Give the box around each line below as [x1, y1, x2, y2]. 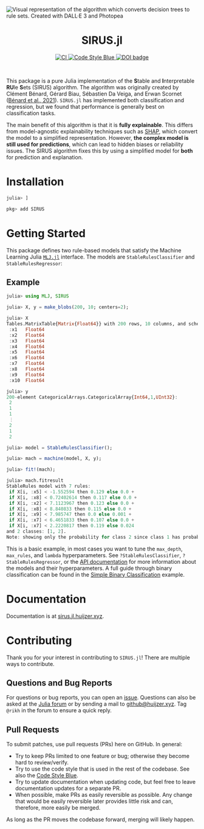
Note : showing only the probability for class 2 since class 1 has [6, 534, 181, 540]
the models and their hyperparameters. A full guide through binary [6, 564, 172, 572]
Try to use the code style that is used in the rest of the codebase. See [15, 765, 190, 772]
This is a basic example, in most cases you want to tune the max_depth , [6, 545, 183, 552]
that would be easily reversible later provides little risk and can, [15, 797, 173, 805]
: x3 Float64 [8, 338, 45, 344]
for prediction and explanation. [6, 153, 83, 161]
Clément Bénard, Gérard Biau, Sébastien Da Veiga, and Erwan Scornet [6, 90, 182, 97]
